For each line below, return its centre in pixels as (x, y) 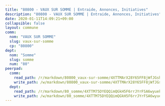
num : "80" (19, 64)
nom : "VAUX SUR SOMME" (33, 37)
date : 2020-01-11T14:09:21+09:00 (39, 19)
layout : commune (22, 28)
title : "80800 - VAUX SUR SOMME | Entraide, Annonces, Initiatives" (77, 10)
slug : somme (22, 60)
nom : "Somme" (23, 55)
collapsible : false (25, 23)
